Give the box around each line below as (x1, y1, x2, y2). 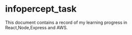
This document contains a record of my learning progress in (5, 19, 128, 25)
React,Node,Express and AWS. (5, 24, 68, 30)
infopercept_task (5, 3, 77, 15)
